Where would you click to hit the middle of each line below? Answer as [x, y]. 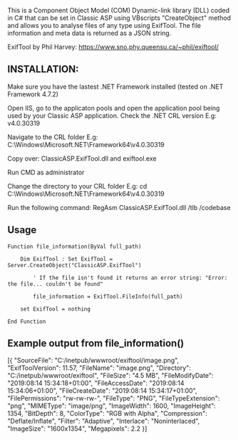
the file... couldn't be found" [55, 284]
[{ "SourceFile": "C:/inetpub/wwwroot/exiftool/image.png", [93, 361]
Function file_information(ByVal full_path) [74, 246]
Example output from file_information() [96, 343]
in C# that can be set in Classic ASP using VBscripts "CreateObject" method [119, 18]
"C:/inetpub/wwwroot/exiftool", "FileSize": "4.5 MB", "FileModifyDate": [110, 376]
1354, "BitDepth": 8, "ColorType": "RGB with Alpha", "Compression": [108, 414]
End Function [27, 321]
